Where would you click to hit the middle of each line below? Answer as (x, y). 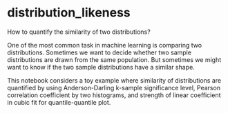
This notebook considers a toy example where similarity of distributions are (114, 80)
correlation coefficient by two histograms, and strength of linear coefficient (114, 95)
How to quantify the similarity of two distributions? (79, 32)
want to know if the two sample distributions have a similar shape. (101, 67)
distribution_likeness (69, 13)
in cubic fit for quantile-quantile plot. (59, 102)
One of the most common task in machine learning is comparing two (105, 45)
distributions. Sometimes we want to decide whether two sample (99, 52)
